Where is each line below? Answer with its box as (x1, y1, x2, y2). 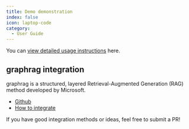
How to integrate (14, 104, 56, 111)
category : (6, 25, 31, 32)
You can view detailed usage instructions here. (6, 47, 120, 54)
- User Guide (11, 31, 44, 37)
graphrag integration (6, 64, 85, 74)
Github (14, 97, 31, 105)
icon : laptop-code (6, 20, 52, 26)
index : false (6, 14, 39, 20)
